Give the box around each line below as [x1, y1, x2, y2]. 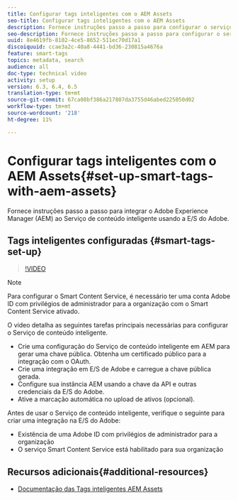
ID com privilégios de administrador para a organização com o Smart [7, 300, 208, 308]
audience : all [7, 63, 50, 70]
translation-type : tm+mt [7, 89, 81, 97]
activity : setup [7, 76, 55, 84]
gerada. [17, 372, 41, 381]
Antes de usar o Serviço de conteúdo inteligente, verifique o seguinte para [7, 409, 225, 418]
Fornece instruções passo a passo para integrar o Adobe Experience [7, 207, 208, 215]
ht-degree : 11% [7, 116, 52, 123]
